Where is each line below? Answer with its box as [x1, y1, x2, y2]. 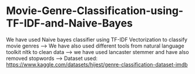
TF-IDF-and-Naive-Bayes [6, 16, 133, 30]
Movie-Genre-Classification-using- [6, 4, 184, 18]
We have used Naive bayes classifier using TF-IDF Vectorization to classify [6, 36, 188, 43]
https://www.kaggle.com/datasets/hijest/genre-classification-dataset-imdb [6, 60, 188, 68]
